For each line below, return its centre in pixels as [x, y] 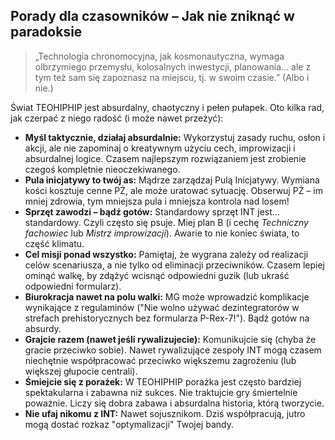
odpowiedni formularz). [73, 286]
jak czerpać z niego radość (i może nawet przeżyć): [117, 118]
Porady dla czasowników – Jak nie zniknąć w [152, 16]
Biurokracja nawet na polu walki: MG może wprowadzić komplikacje [167, 296]
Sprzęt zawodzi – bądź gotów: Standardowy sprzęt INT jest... [152, 211]
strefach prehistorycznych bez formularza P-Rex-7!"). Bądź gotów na [167, 318]
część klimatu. [54, 243]
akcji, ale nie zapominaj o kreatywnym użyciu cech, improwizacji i [160, 148]
